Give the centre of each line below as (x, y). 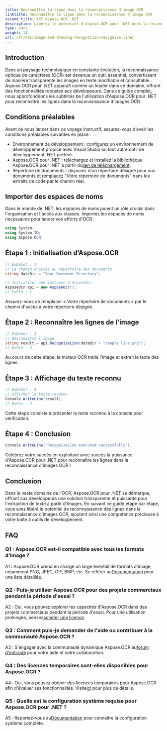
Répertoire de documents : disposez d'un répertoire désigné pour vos (84, 170)
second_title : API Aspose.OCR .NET (42, 19)
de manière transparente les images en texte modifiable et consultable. (78, 80)
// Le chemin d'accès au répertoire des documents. (60, 269)
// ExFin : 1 (19, 292)
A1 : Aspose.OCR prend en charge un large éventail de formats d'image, (79, 566)
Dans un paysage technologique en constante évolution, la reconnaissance (82, 70)
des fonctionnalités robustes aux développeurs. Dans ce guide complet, (79, 91)
